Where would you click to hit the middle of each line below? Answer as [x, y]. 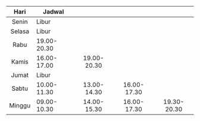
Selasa [20, 31]
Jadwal [53, 12]
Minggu [20, 105]
